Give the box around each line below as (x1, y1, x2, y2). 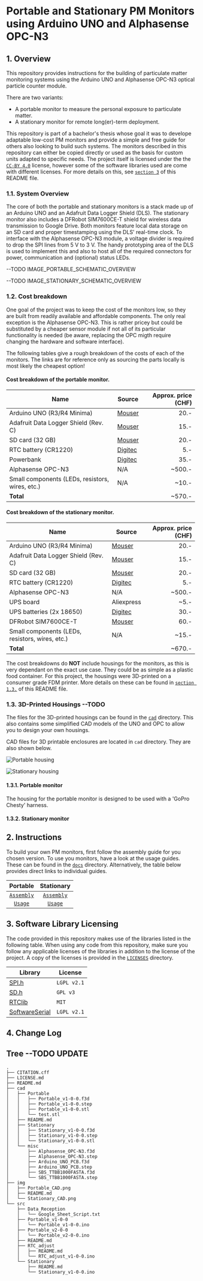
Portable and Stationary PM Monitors (6, 4, 195, 18)
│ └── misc (6, 1143, 39, 1149)
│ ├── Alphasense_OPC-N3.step (6, 1153, 98, 1159)
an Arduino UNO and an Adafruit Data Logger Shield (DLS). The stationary (6, 209, 189, 217)
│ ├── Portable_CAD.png (6, 1185, 71, 1191)
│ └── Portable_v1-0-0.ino (17, 1222, 90, 1228)
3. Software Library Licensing (6, 919, 119, 929)
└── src (6, 1201, 26, 1207)
